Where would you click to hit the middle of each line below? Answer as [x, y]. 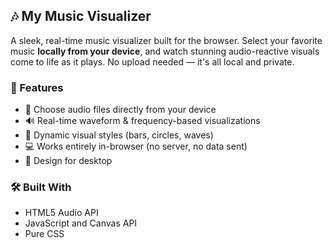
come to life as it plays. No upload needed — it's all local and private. [152, 61]
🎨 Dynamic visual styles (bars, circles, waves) [119, 135]
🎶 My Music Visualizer [81, 16]
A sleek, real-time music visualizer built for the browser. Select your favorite [166, 40]
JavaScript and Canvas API [81, 223]
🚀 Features [37, 87]
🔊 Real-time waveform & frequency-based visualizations [142, 121]
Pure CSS [44, 234]
